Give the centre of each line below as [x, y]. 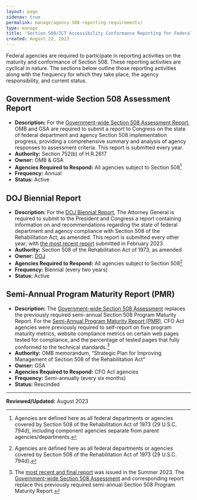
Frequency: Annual [38, 174]
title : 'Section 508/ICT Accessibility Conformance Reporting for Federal [99, 34]
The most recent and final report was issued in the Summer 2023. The [99, 472]
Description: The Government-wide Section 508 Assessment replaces [100, 308]
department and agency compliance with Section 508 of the [87, 231]
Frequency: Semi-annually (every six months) [70, 378]
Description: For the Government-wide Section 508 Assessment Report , [102, 122]
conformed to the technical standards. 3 [62, 346]
